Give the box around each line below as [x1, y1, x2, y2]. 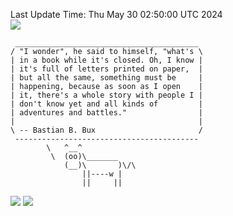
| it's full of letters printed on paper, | [10, 64, 203, 74]
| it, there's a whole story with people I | [10, 90, 203, 100]
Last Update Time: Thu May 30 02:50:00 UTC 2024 [10, 9, 223, 20]
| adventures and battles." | [10, 108, 203, 118]
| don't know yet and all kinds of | [10, 99, 203, 109]
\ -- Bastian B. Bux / [10, 125, 203, 135]
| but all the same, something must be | [10, 73, 203, 83]
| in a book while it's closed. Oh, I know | [10, 55, 203, 65]
